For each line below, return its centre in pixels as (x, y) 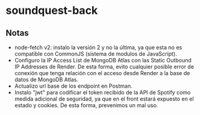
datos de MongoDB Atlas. (46, 80)
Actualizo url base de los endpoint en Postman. (73, 86)
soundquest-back (52, 11)
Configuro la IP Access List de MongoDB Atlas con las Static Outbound (103, 60)
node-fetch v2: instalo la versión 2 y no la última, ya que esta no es (98, 47)
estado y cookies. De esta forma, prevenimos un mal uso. (86, 105)
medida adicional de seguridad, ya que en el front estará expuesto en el (104, 99)
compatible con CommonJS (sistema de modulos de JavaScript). (95, 54)
